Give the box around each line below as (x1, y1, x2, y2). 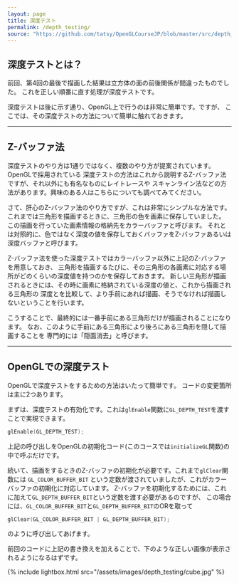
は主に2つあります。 (7, 389, 68, 399)
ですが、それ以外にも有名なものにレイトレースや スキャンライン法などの (7, 179, 221, 187)
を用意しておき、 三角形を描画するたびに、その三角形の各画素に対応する (7, 263, 221, 271)
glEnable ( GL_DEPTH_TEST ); (7, 428, 84, 435)
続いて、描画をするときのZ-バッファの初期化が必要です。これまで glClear (7, 466, 223, 474)
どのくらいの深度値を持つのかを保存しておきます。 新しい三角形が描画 (19, 271, 226, 280)
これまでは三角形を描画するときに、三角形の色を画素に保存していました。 (7, 211, 225, 221)
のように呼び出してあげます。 (7, 530, 94, 538)
